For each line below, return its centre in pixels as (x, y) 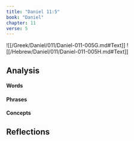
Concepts (19, 113)
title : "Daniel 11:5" (33, 12)
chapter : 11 (21, 23)
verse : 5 (17, 28)
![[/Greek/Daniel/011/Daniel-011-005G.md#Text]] (66, 45)
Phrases (17, 99)
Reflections (28, 132)
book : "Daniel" (25, 17)
